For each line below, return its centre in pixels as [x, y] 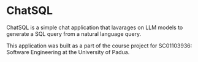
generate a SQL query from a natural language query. [74, 33]
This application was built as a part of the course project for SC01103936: [99, 46]
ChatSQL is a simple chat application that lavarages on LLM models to [95, 27]
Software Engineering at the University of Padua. [68, 52]
